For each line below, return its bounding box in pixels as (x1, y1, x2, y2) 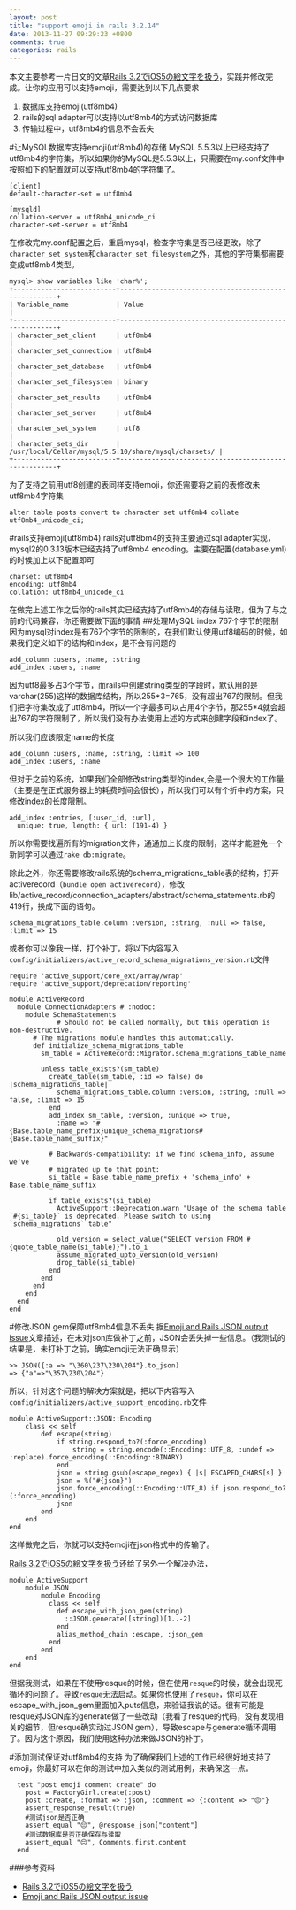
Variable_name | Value (17, 300, 144, 310)
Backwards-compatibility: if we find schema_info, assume (56, 1150, 275, 1159)
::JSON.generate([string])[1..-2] (65, 1614, 192, 1624)
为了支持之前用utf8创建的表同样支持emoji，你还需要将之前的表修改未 (9, 480, 261, 490)
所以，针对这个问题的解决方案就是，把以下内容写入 (9, 1386, 195, 1397)
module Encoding (41, 1591, 101, 1600)
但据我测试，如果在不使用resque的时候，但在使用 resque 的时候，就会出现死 (9, 1678, 283, 1689)
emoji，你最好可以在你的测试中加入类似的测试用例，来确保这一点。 (9, 1763, 254, 1774)
